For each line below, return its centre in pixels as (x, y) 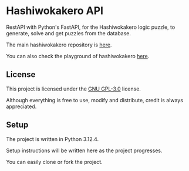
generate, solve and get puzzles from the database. (68, 33)
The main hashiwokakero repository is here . (59, 45)
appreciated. (21, 106)
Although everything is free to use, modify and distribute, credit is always (95, 100)
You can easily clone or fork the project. (54, 162)
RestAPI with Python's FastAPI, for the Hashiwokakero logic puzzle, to (91, 27)
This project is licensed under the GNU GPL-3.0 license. (73, 89)
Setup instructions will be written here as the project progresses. (84, 150)
